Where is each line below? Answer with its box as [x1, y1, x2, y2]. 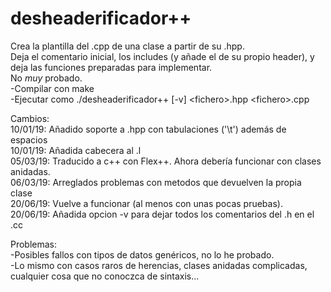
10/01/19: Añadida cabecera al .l [10, 144, 142, 156]
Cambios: [10, 112, 50, 124]
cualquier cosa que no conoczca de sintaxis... [10, 270, 200, 282]
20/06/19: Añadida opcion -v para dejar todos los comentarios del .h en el [10, 208, 315, 220]
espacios [10, 133, 48, 146]
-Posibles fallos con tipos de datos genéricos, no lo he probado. [10, 248, 275, 261]
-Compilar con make [10, 82, 95, 94]
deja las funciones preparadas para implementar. [10, 61, 213, 73]
